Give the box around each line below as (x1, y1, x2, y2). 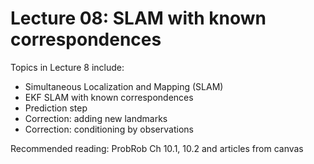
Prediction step (24, 102, 88, 114)
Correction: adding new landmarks (24, 112, 168, 124)
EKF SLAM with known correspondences (24, 91, 194, 103)
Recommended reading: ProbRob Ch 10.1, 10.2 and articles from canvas (10, 142, 304, 154)
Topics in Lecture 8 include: (10, 61, 125, 73)
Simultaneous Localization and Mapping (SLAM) (24, 80, 224, 92)
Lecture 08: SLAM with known (10, 7, 267, 30)
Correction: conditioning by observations (24, 123, 194, 135)
